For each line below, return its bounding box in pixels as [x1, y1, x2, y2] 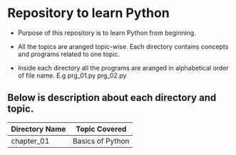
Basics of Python [72, 136, 130, 146]
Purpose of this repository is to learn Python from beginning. [17, 28, 196, 37]
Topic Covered [76, 124, 127, 134]
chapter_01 [11, 136, 50, 146]
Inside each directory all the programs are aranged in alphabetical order [17, 63, 230, 72]
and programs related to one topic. [17, 50, 120, 58]
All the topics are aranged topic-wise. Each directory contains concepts [17, 42, 229, 50]
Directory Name [11, 124, 66, 134]
